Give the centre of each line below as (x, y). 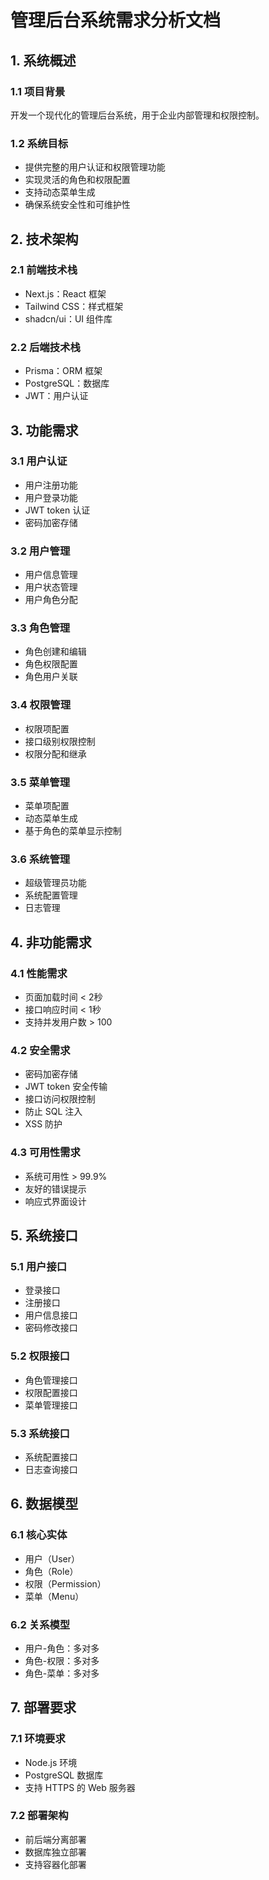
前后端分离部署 (55, 1839)
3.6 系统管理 (40, 859)
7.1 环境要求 (38, 1739)
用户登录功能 (51, 497)
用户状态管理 (51, 587)
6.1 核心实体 (39, 1535)
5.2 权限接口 (40, 1356)
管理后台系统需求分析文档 (116, 20)
